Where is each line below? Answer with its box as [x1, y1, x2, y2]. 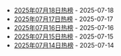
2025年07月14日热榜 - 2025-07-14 [13, 41, 114, 49]
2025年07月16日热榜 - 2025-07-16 [13, 24, 114, 31]
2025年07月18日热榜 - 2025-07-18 [13, 6, 114, 14]
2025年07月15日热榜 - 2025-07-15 [13, 32, 114, 41]
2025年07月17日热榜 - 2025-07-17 [13, 15, 113, 23]
